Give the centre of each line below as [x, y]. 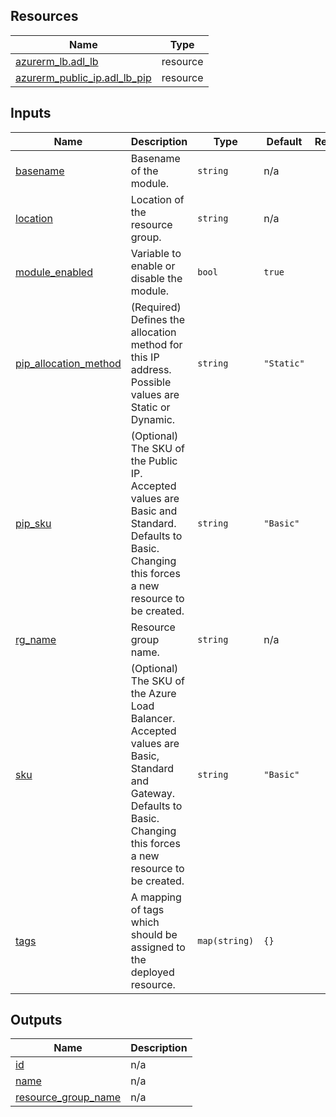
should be [154, 934]
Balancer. [153, 718]
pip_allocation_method [68, 363]
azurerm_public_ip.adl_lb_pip [83, 77]
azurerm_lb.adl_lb [57, 61]
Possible [151, 382]
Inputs [31, 113]
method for [156, 344]
